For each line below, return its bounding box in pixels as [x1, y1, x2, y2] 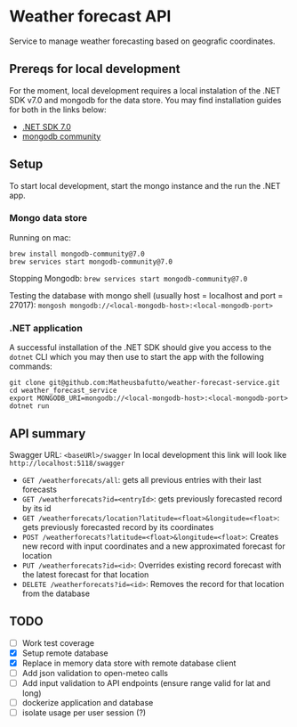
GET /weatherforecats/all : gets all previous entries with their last [21, 474, 262, 485]
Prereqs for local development [9, 61, 181, 77]
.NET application [9, 322, 83, 334]
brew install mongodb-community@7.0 [9, 249, 145, 258]
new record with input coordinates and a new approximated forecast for [21, 541, 286, 551]
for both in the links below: [9, 104, 107, 115]
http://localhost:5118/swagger [9, 459, 125, 468]
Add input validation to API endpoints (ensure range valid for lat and [21, 678, 271, 689]
